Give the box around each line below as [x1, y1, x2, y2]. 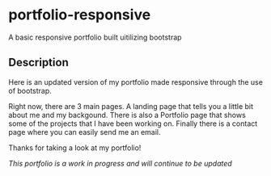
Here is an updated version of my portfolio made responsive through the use [8, 77, 263, 86]
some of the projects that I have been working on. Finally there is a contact [8, 119, 258, 128]
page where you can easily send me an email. [8, 127, 161, 136]
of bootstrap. [8, 86, 53, 95]
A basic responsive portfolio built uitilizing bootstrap [8, 32, 182, 42]
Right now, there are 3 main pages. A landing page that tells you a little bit [8, 101, 253, 111]
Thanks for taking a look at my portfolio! [8, 143, 142, 153]
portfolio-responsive [8, 6, 151, 24]
